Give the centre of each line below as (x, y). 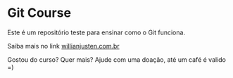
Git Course (39, 13)
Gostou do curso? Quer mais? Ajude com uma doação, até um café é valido (117, 59)
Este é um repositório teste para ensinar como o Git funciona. (96, 32)
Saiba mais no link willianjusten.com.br (63, 46)
